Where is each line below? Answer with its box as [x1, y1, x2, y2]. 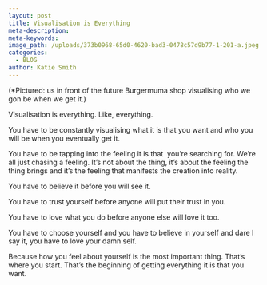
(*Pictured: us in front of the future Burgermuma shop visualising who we [8, 85, 251, 95]
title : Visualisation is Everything [8, 19, 130, 27]
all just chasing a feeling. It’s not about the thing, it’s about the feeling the [8, 157, 249, 167]
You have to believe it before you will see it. [8, 181, 151, 191]
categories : [8, 49, 48, 57]
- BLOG [15, 57, 38, 65]
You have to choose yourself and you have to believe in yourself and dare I [8, 228, 254, 237]
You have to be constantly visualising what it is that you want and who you [8, 125, 253, 134]
